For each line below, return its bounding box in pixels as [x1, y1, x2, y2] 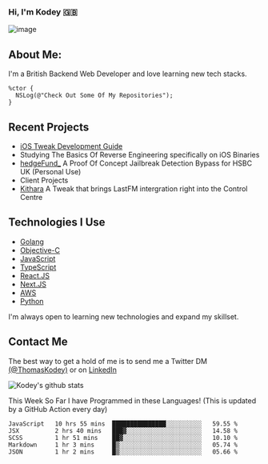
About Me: [8, 47, 62, 62]
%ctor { [8, 85, 34, 93]
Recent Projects [8, 120, 90, 134]
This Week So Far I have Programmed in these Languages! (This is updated [8, 395, 257, 406]
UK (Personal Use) [19, 166, 82, 176]
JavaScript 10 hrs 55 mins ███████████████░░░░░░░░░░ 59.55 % [8, 419, 238, 428]
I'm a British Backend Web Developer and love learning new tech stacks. [8, 69, 247, 78]
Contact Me [8, 335, 68, 349]
